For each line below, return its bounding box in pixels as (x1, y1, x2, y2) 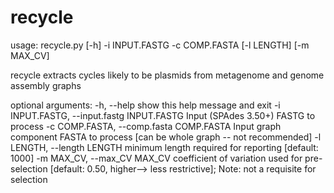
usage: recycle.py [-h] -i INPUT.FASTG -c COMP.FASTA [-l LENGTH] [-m (10, 39, 310, 51)
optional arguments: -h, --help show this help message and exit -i (10, 99, 281, 111)
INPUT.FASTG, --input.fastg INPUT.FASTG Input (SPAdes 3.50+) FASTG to (10, 109, 316, 121)
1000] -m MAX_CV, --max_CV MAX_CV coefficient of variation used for (10, 152, 303, 164)
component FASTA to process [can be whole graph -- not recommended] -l (10, 131, 322, 143)
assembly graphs (10, 79, 82, 91)
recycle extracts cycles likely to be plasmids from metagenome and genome (10, 69, 325, 81)
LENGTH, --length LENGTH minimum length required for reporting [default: (10, 141, 319, 153)
